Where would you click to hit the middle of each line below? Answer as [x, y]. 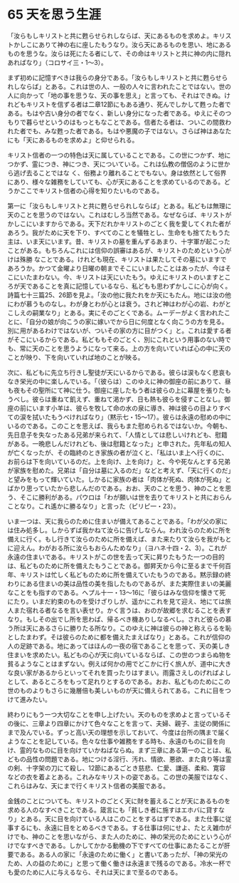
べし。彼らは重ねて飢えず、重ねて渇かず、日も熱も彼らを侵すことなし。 [119, 399]
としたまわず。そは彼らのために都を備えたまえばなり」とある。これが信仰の [119, 637]
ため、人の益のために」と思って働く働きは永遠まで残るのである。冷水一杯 [116, 863]
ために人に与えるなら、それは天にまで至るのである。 [104, 872]
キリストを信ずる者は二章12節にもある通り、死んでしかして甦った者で [128, 104]
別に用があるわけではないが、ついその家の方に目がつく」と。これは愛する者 [119, 330]
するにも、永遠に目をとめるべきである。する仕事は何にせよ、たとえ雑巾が [122, 827]
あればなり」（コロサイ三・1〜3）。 [58, 62]
